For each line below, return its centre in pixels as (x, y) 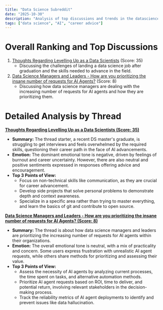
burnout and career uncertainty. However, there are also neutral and (80, 160)
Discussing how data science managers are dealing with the (79, 86)
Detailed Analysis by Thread (63, 116)
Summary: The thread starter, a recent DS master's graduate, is (76, 139)
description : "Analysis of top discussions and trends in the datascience (82, 18)
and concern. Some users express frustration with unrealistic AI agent (82, 251)
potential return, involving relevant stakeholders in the (73, 287)
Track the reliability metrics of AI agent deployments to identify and (87, 297)
